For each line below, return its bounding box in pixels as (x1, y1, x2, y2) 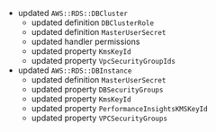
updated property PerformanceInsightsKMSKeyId (31, 103, 209, 113)
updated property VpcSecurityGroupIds (31, 56, 175, 66)
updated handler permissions (31, 36, 140, 47)
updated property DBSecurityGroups (31, 84, 164, 94)
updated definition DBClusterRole (31, 17, 155, 28)
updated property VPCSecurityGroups (31, 112, 168, 123)
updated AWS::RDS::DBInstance (17, 65, 132, 75)
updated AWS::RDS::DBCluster (17, 8, 129, 18)
